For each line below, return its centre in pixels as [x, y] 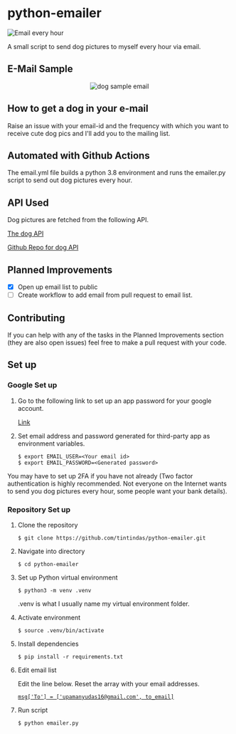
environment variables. [51, 444]
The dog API [26, 234]
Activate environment [49, 617]
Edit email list [37, 670]
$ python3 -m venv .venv [54, 590]
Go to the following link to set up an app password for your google [114, 401]
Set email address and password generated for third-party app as [114, 436]
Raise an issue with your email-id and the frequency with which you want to [118, 125]
